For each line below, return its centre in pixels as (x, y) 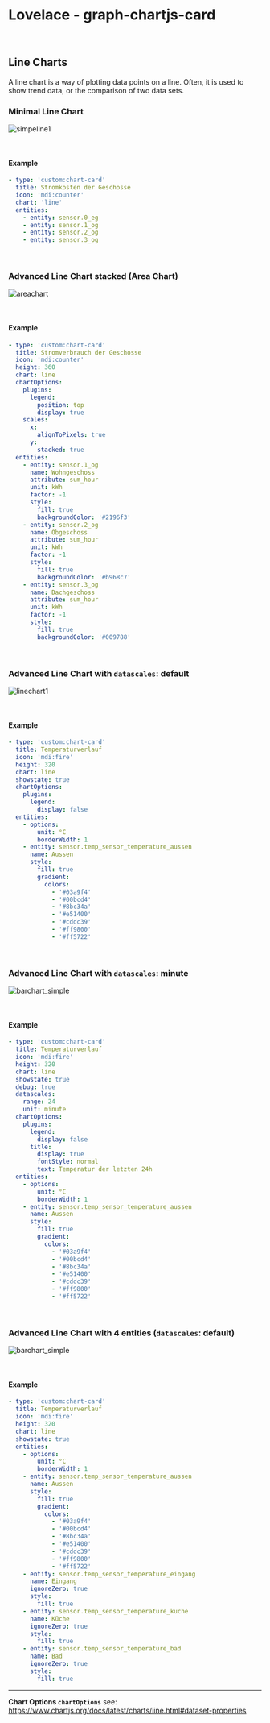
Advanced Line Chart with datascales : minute (98, 973)
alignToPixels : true (72, 435)
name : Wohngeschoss (62, 472)
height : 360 (36, 367)
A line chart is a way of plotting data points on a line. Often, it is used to (126, 81)
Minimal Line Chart (46, 111)
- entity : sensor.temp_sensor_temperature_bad (102, 1649)
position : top (61, 405)
